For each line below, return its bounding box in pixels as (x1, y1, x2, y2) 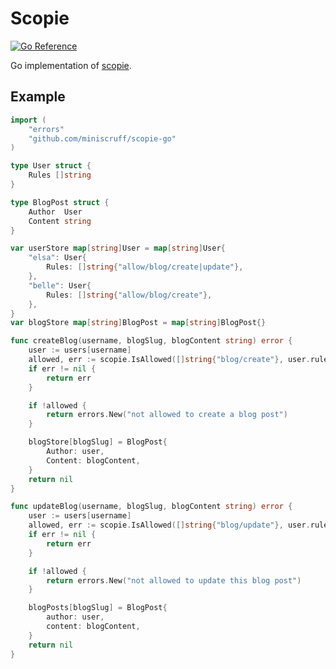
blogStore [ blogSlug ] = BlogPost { (28, 437, 168, 447)
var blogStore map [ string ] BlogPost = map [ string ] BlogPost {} (10, 318, 267, 328)
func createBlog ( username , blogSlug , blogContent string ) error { (10, 336, 293, 346)
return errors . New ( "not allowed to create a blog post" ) (46, 410, 288, 420)
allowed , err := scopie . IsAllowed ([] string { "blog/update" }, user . (28, 520, 311, 531)
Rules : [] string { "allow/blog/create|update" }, (46, 262, 244, 272)
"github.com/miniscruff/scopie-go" (28, 133, 177, 144)
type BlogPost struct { (10, 197, 110, 207)
